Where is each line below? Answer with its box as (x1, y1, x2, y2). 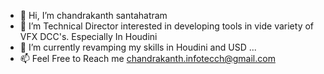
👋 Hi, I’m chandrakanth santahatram (19, 10, 168, 21)
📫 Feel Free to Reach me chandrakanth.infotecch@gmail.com (19, 53, 276, 64)
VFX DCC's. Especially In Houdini (19, 31, 158, 42)
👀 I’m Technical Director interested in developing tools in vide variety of (19, 20, 315, 32)
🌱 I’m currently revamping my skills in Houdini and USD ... (19, 41, 257, 53)
